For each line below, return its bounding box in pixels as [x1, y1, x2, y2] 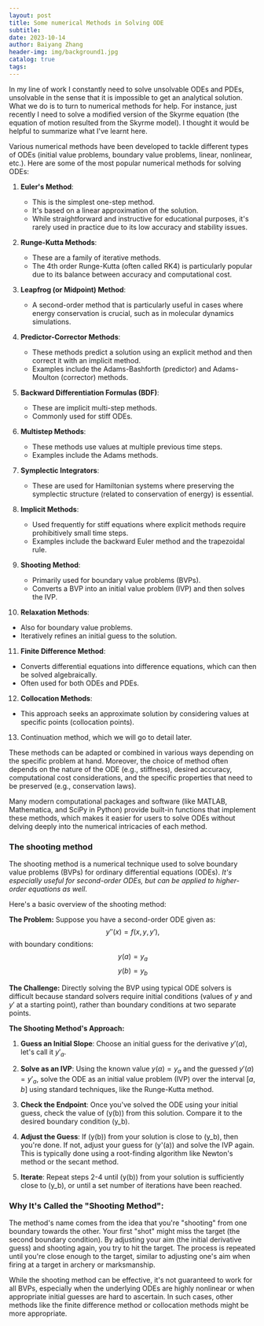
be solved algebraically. [20, 670, 97, 679]
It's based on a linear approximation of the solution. [31, 206, 199, 215]
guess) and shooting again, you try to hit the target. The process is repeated [9, 1243, 256, 1253]
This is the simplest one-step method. [31, 197, 156, 206]
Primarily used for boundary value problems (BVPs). [31, 575, 201, 585]
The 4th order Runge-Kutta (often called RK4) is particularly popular [31, 261, 253, 270]
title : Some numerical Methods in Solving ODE [9, 19, 164, 27]
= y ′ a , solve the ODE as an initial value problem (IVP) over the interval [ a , [20, 1075, 256, 1086]
